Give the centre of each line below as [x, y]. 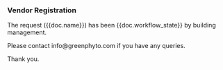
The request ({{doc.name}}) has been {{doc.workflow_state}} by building [112, 25]
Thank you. [23, 59]
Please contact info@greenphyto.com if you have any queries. [96, 46]
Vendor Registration [42, 10]
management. [27, 32]
